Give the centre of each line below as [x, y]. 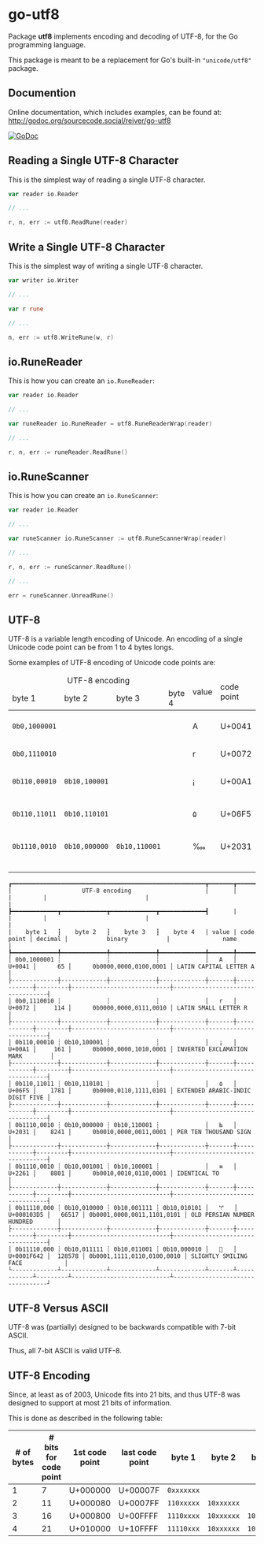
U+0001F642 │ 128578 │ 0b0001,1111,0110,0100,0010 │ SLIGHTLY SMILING [128, 1256]
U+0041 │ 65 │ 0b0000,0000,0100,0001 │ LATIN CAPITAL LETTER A [132, 967]
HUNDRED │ [35, 1222]
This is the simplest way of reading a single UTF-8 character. [107, 180]
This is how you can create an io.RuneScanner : [83, 496]
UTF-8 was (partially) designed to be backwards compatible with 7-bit [122, 1327]
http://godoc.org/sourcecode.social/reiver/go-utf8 [90, 121]
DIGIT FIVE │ [29, 1098]
